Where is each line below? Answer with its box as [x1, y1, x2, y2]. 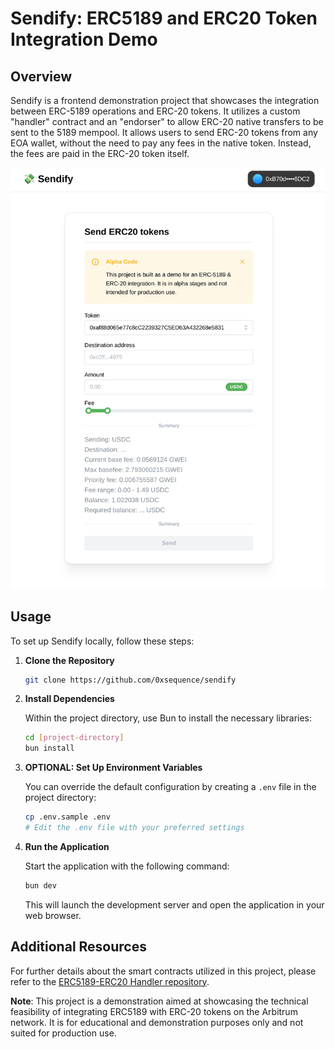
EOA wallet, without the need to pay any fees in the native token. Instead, [10, 137, 312, 149]
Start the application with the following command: [24, 860, 230, 872]
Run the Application [24, 840, 110, 852]
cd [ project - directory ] [24, 733, 125, 743]
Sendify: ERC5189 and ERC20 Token [10, 7, 318, 30]
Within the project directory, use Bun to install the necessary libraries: [24, 712, 313, 724]
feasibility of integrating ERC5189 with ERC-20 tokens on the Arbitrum [10, 1005, 298, 1017]
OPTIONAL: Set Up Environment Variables [24, 762, 203, 774]
